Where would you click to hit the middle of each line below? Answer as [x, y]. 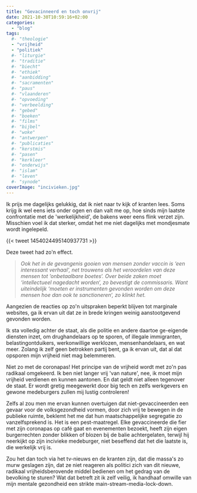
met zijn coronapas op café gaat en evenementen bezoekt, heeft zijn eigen [97, 428]
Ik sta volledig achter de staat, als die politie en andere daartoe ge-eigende [97, 330]
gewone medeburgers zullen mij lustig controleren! [68, 392]
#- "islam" [25, 171]
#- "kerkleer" [29, 160]
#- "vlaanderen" [31, 94]
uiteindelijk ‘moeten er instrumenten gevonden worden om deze [98, 288]
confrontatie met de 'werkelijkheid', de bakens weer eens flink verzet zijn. [95, 217]
